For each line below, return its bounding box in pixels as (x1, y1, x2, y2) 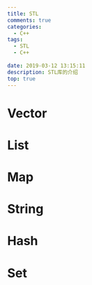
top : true (7, 75, 36, 82)
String (7, 201, 44, 217)
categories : (7, 23, 42, 30)
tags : (7, 36, 23, 43)
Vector (7, 105, 47, 121)
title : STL (7, 10, 39, 17)
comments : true (7, 17, 52, 24)
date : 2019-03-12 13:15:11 (7, 62, 86, 69)
